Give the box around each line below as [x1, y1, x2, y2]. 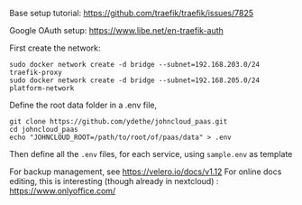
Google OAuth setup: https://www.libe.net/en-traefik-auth [9, 25, 224, 35]
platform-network [9, 84, 75, 93]
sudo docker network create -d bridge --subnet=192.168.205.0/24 [9, 76, 260, 85]
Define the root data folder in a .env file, [9, 99, 158, 110]
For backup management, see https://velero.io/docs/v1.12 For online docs [9, 166, 282, 177]
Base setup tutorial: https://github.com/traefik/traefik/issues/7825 [9, 8, 254, 18]
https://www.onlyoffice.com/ [9, 185, 116, 196]
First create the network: [9, 42, 101, 53]
